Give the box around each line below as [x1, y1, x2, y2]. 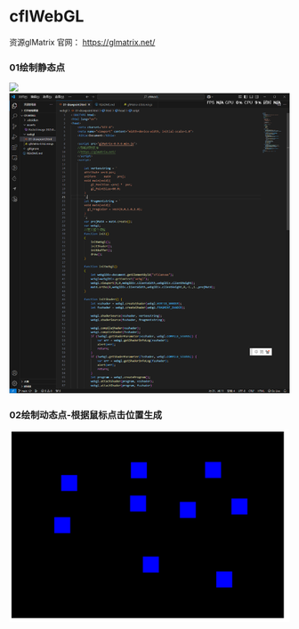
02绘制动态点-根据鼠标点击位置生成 [9, 408, 163, 421]
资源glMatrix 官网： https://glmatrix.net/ [9, 37, 156, 47]
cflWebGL [9, 6, 85, 27]
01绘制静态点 [9, 61, 65, 73]
